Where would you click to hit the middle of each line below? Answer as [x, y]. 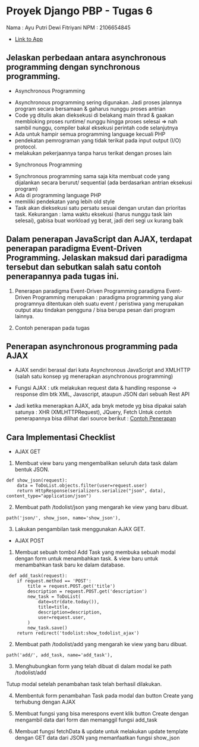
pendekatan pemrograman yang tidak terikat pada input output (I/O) [98, 140]
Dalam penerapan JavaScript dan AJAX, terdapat [99, 239]
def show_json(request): [37, 481]
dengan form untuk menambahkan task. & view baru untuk [86, 559]
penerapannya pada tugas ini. [63, 276]
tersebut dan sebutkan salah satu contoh [84, 267]
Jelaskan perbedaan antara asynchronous [86, 58]
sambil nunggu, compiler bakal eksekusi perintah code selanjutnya [96, 128]
